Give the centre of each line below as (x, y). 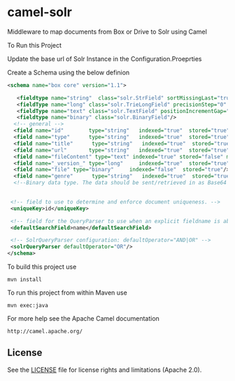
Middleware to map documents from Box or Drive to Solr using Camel (107, 32)
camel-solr (40, 12)
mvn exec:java (28, 306)
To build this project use (42, 267)
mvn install (24, 280)
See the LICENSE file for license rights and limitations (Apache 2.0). (105, 370)
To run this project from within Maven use (67, 293)
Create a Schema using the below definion (69, 72)
